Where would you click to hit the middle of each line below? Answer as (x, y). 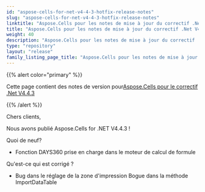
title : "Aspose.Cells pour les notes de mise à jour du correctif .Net (99, 29)
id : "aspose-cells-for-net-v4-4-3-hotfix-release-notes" (80, 12)
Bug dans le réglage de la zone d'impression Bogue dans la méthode (102, 176)
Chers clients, (24, 116)
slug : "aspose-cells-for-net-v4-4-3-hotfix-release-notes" (83, 18)
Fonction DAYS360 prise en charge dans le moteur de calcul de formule (106, 152)
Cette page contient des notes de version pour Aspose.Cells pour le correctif (102, 87)
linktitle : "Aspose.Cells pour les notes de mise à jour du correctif (98, 23)
